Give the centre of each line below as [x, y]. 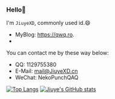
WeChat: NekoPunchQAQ [47, 78]
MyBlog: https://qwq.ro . [44, 35]
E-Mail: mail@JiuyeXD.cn [46, 71]
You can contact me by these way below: [57, 53]
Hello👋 [16, 10]
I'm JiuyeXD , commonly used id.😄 [48, 23]
